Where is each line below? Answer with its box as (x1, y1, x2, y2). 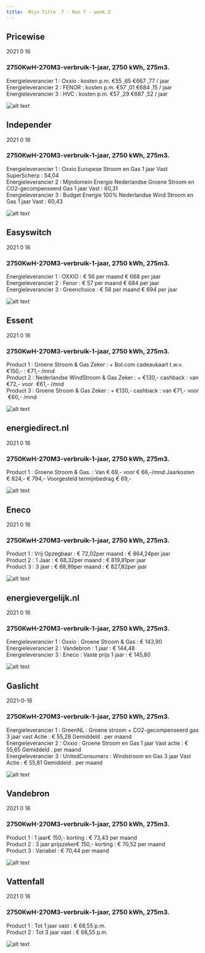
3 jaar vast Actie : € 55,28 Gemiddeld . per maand (6, 733, 132, 740)
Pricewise (6, 32, 45, 42)
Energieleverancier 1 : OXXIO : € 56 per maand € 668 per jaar (6, 273, 161, 280)
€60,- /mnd (7, 393, 37, 401)
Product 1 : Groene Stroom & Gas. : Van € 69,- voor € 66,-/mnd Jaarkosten (6, 469, 195, 476)
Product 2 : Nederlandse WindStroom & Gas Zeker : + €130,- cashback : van (6, 374, 199, 382)
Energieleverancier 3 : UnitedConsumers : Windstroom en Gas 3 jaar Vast (6, 752, 192, 759)
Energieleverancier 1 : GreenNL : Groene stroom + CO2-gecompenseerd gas (6, 726, 199, 734)
